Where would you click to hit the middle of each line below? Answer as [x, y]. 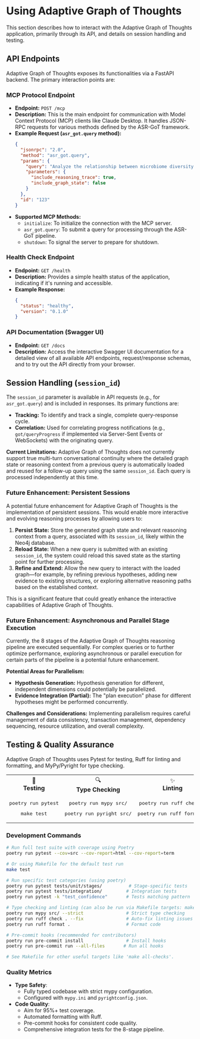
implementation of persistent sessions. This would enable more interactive [97, 512]
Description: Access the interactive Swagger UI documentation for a [99, 351]
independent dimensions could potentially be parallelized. [85, 689]
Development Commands [44, 835]
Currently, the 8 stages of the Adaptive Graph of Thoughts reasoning [91, 641]
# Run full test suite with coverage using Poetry [70, 848]
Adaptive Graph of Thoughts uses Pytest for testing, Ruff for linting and [93, 759]
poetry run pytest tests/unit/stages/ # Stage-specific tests [97, 886]
